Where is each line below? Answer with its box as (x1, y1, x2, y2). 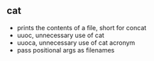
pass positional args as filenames (16, 46, 115, 54)
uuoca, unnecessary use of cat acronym (16, 38, 136, 47)
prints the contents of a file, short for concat (16, 23, 147, 32)
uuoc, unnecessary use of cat (16, 31, 104, 39)
